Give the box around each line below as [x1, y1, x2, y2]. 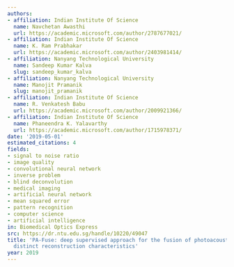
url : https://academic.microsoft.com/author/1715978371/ [13, 127, 182, 133]
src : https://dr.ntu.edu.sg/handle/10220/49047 [7, 230, 148, 237]
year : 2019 [7, 250, 39, 257]
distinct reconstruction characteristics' [13, 243, 139, 250]
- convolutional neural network [7, 165, 101, 172]
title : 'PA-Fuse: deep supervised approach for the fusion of [7, 236, 192, 243]
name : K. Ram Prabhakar [13, 42, 82, 49]
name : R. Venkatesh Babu [13, 101, 86, 108]
